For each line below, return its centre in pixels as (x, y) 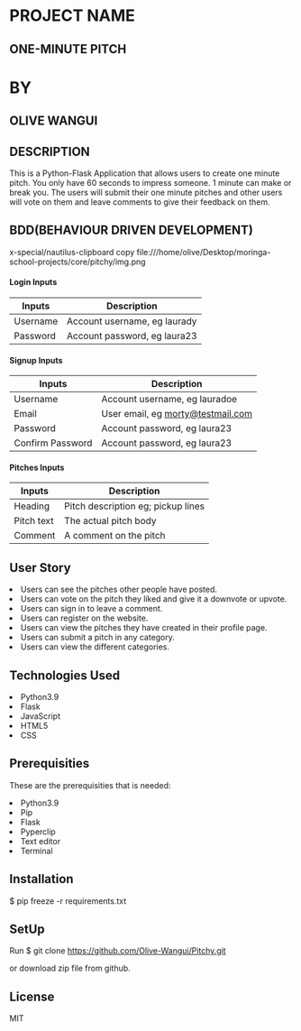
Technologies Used (64, 675)
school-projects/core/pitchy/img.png (78, 262)
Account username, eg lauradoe (169, 400)
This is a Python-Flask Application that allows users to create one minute (145, 173)
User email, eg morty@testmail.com (177, 414)
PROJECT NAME (72, 16)
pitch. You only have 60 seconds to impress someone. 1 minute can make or (150, 182)
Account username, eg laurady (132, 321)
